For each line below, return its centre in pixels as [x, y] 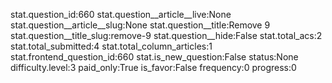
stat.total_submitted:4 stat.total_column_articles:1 [111, 46]
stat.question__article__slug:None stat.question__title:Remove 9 [140, 25]
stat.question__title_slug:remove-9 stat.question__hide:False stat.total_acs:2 [166, 35]
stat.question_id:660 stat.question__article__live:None [121, 14]
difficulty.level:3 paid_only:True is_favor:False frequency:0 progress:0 [153, 67]
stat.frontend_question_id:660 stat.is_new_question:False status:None [154, 57]
